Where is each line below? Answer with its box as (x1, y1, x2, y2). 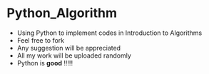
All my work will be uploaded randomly (16, 51, 131, 60)
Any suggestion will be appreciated (16, 43, 121, 52)
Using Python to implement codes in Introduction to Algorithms (16, 28, 203, 37)
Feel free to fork (16, 36, 65, 44)
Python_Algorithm (6, 5, 117, 21)
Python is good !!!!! (16, 58, 73, 67)
